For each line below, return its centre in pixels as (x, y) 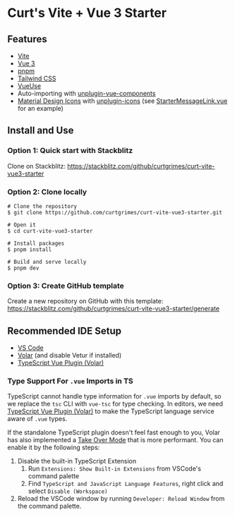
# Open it (22, 225)
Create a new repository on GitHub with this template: (85, 301)
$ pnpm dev (23, 268)
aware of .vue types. (37, 419)
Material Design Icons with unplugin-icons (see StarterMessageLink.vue (122, 101)
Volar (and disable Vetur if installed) (70, 355)
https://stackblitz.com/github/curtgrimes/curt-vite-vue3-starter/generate (114, 309)
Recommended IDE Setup (65, 330)
